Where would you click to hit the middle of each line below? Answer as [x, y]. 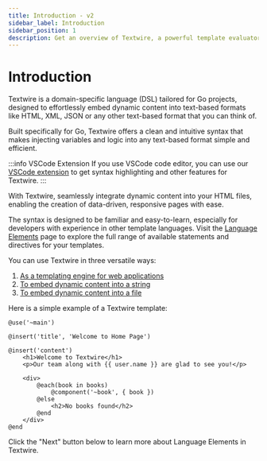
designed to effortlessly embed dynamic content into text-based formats [127, 107]
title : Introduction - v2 [51, 15]
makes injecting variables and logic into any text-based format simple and [129, 140]
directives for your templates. [56, 245]
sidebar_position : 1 [43, 30]
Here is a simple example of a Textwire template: [88, 308]
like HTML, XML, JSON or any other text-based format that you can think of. [132, 116]
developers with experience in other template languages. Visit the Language [133, 228]
